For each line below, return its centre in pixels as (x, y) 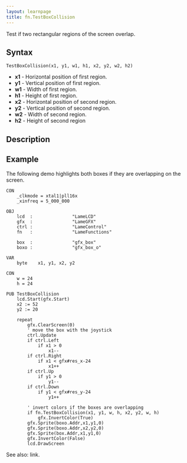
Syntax (19, 52)
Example (22, 160)
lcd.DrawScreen (46, 444)
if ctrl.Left (43, 340)
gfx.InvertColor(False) (56, 438)
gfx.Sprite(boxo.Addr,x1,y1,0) (66, 423)
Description (28, 139)
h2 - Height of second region (50, 121)
